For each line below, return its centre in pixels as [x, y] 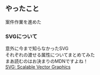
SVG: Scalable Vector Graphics [38, 67]
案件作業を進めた [23, 22]
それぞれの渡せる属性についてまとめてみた [50, 55]
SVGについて [21, 36]
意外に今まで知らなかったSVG [37, 48]
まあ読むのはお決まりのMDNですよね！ [47, 61]
